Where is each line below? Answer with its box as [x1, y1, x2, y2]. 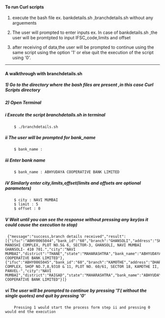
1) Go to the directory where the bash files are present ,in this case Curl [5, 82, 154, 88]
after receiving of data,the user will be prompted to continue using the [12, 44, 154, 50]
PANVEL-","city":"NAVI [5, 268, 52, 274]
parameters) [5, 185, 31, 191]
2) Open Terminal [5, 99, 42, 105]
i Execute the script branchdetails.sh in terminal [5, 112, 106, 118]
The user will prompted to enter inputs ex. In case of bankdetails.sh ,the [12, 29, 158, 35]
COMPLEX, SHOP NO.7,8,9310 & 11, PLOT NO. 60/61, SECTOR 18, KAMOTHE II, [5, 264, 160, 269]
